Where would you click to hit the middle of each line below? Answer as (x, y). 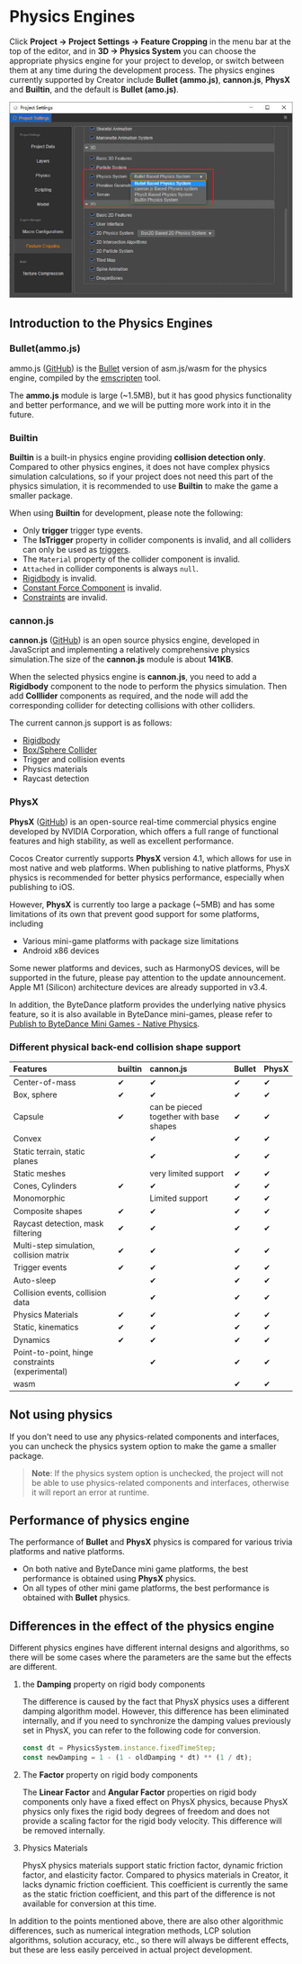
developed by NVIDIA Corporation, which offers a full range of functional (144, 831)
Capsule (28, 1117)
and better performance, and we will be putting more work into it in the (140, 405)
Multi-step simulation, (54, 1246)
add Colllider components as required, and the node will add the (129, 696)
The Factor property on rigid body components (110, 1774)
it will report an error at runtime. (90, 1492)
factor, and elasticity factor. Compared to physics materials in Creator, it (155, 1875)
